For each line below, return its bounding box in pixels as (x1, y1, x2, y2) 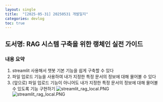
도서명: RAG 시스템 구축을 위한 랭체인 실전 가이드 (5, 40, 144, 48)
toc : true (5, 20, 25, 26)
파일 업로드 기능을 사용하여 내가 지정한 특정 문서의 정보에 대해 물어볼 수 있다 (12, 73, 157, 79)
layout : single (5, 7, 36, 12)
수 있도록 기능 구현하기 (12, 85, 55, 91)
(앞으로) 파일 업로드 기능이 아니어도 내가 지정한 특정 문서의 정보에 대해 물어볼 (12, 80, 158, 85)
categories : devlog (5, 16, 45, 21)
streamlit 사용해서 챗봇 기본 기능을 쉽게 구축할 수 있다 (12, 68, 114, 73)
